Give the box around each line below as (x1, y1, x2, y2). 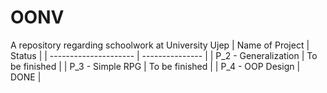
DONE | (10, 71, 42, 83)
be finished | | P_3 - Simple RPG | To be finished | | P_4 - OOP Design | (10, 60, 301, 72)
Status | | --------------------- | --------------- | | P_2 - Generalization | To (10, 49, 318, 61)
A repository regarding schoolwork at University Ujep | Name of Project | (10, 39, 310, 51)
